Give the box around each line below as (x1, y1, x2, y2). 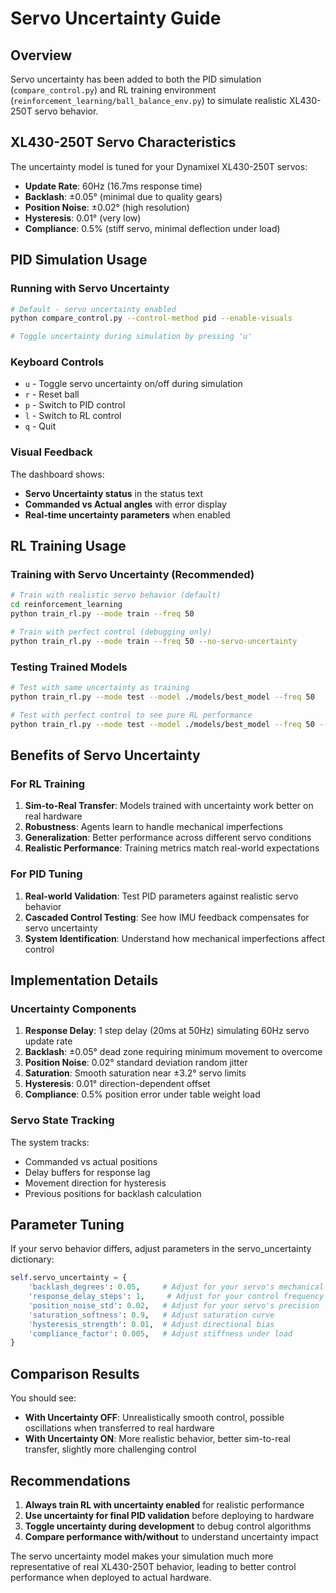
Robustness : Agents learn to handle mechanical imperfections (24, 821, 283, 833)
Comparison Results (10, 1365, 140, 1382)
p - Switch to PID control (24, 399, 126, 411)
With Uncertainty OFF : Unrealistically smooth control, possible (24, 1412, 285, 1424)
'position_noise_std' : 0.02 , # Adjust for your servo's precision (28, 1300, 320, 1311)
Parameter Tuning (10, 1216, 125, 1233)
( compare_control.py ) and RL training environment (10, 84, 217, 96)
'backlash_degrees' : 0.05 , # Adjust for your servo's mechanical (28, 1282, 325, 1292)
